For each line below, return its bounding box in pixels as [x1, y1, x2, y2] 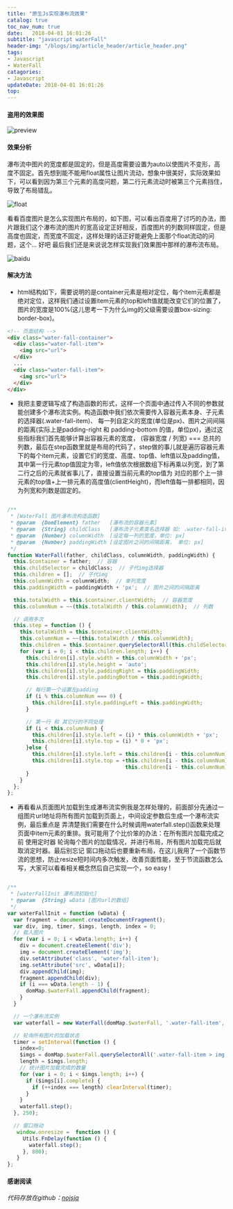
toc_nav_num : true [7, 23, 60, 30]
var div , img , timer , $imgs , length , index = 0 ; [13, 923, 157, 930]
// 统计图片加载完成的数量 [19, 1064, 86, 1072]
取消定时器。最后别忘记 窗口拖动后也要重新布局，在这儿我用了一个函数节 [17, 846, 226, 855]
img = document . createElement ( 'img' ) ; [19, 949, 132, 956]
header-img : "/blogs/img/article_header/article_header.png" [7, 42, 188, 49]
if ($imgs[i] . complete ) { [25, 1077, 101, 1084]
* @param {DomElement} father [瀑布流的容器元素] [10, 519, 157, 526]
